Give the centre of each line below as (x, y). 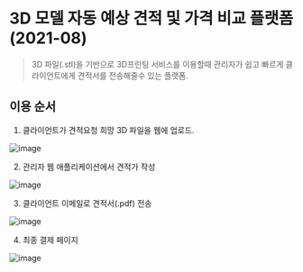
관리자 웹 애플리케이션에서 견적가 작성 (89, 167)
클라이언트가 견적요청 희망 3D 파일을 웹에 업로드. (108, 130)
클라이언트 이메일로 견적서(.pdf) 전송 (87, 203)
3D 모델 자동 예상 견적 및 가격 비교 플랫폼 (151, 18)
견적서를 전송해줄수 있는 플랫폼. (133, 75)
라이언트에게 (54, 75)
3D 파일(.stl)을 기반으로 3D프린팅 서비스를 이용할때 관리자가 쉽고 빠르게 (157, 64)
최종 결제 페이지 (50, 240)
